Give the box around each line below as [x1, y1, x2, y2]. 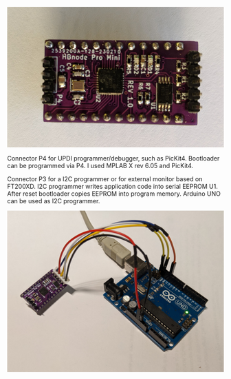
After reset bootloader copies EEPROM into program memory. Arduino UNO [7, 189, 221, 198]
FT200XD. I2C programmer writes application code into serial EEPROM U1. [7, 182, 218, 190]
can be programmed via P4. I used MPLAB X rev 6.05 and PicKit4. [7, 161, 194, 170]
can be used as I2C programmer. [7, 196, 100, 205]
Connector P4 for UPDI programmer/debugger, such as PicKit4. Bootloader [7, 154, 220, 162]
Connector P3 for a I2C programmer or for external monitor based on [7, 174, 203, 183]
